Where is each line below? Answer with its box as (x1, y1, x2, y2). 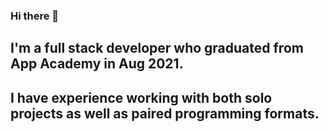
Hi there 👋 (10, 9, 60, 23)
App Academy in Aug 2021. (10, 55, 184, 73)
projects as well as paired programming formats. (10, 105, 320, 122)
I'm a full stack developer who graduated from (10, 40, 304, 57)
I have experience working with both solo (10, 89, 273, 106)
